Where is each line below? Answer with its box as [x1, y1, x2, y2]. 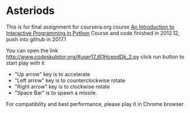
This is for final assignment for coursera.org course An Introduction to [6, 23, 174, 30]
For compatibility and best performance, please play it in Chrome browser [6, 100, 184, 107]
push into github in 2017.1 [6, 36, 66, 43]
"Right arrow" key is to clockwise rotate [14, 83, 110, 90]
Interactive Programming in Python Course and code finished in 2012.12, [6, 29, 180, 36]
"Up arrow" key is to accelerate [14, 70, 91, 77]
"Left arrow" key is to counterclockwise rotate [14, 77, 126, 84]
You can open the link [6, 47, 58, 54]
